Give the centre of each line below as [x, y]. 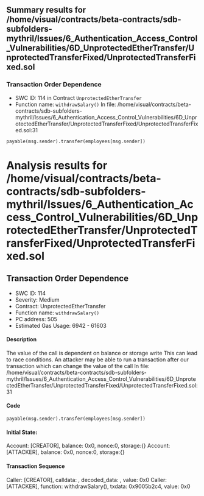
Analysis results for [57, 165]
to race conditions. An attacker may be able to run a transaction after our [97, 360]
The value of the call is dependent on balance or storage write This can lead [102, 353]
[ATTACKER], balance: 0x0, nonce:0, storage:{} [65, 452]
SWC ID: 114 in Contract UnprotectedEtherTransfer [78, 97]
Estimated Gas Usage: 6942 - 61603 [61, 325]
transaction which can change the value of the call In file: [78, 366]
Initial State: [22, 432]
